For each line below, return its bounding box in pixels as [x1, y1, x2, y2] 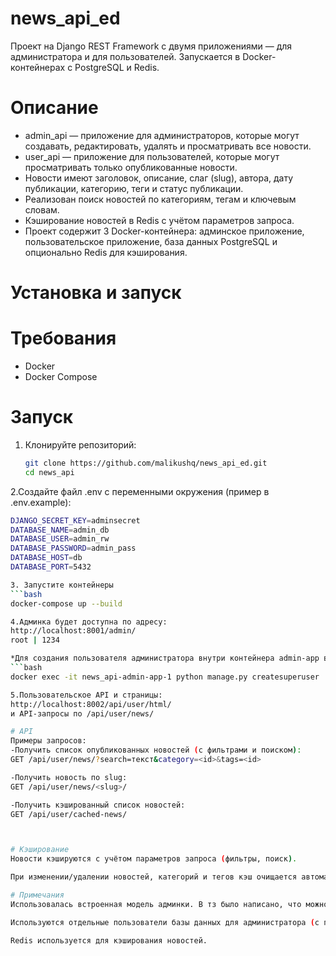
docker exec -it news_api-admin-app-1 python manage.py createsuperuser [10, 672, 320, 682]
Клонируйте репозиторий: [24, 438, 137, 451]
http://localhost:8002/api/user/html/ [10, 699, 172, 709]
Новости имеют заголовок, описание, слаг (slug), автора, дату [24, 172, 294, 184]
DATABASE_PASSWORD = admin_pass [10, 543, 137, 554]
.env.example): [10, 496, 72, 508]
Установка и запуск [10, 282, 182, 304]
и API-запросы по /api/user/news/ [10, 708, 155, 719]
